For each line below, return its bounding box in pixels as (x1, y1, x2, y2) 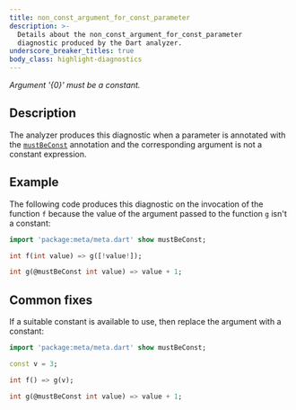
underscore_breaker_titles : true (9, 47, 135, 56)
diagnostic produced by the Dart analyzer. (17, 38, 182, 48)
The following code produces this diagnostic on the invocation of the (9, 199, 264, 209)
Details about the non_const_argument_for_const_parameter (17, 30, 243, 39)
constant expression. (9, 148, 87, 159)
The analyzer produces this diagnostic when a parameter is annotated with (9, 129, 286, 140)
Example (9, 174, 59, 190)
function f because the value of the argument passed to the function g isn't (9, 208, 287, 218)
